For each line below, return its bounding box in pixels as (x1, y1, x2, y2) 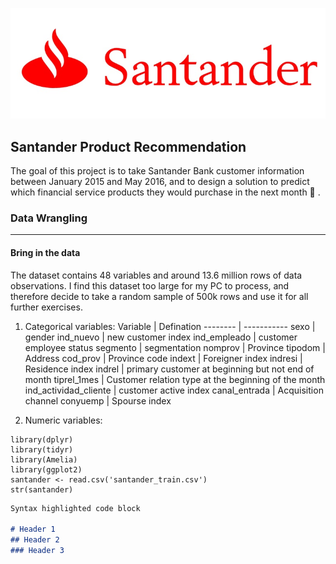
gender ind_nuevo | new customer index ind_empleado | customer (24, 331, 298, 343)
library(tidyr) (10, 444, 74, 455)
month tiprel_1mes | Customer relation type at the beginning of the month (24, 373, 326, 385)
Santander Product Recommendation (10, 138, 247, 155)
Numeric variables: (24, 414, 103, 426)
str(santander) (10, 484, 74, 495)
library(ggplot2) (10, 464, 83, 475)
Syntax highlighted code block (10, 503, 141, 513)
